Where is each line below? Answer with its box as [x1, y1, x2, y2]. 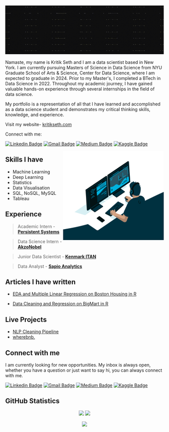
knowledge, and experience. [5, 112, 64, 118]
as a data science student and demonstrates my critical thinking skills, [5, 106, 151, 113]
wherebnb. [12, 334, 35, 340]
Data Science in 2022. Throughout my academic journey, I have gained [5, 81, 152, 87]
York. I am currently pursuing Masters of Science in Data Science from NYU [5, 65, 162, 71]
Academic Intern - [17, 223, 55, 229]
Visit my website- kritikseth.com [5, 122, 72, 128]
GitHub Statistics [5, 397, 60, 405]
